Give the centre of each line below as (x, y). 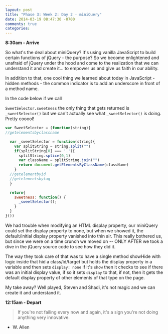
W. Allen (21, 327)
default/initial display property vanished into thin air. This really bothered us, (84, 236)
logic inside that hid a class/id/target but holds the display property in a (79, 261)
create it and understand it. (33, 292)
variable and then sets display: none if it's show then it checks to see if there (84, 267)
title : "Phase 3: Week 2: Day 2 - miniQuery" (53, 15)
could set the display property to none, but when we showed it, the (74, 230)
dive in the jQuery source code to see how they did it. (60, 246)
